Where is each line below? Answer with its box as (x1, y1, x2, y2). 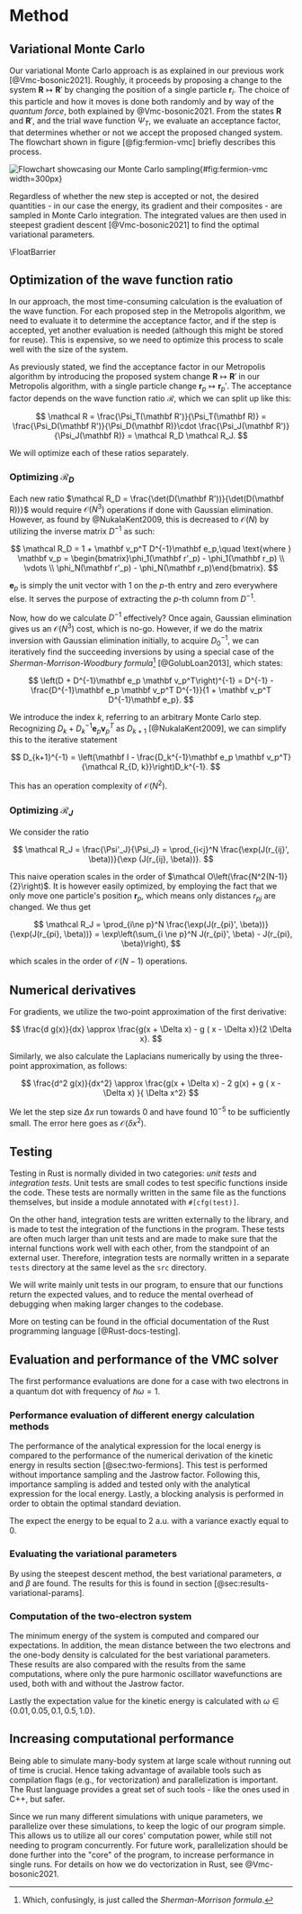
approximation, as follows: (30, 1061, 128, 1071)
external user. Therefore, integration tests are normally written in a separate (9, 1253, 289, 1263)
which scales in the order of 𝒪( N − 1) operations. (9, 956, 188, 967)
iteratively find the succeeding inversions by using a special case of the (9, 646, 274, 658)
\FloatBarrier (9, 246, 57, 257)
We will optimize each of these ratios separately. (9, 448, 189, 459)
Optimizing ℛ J (9, 804, 74, 818)
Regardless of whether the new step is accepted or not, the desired (9, 190, 259, 201)
